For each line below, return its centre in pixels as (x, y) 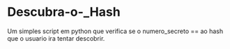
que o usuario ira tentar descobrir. (56, 38)
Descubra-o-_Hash (64, 12)
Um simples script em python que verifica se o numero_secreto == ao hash (115, 31)
